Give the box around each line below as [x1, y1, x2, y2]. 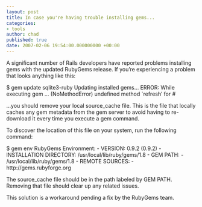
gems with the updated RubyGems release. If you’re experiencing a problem [6, 65, 195, 73]
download [6, 114, 31, 122]
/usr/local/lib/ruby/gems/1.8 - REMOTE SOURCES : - [6, 157, 134, 165]
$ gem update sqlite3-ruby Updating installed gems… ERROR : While [6, 84, 175, 91]
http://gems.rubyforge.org [6, 164, 71, 171]
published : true [6, 37, 47, 43]
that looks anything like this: [6, 72, 76, 79]
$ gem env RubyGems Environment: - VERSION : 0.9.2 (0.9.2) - [6, 145, 162, 152]
